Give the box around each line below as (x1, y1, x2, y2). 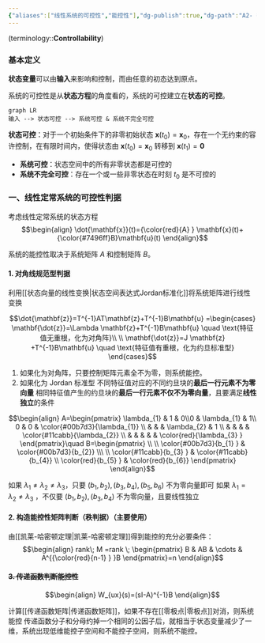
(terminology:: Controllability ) (8, 33, 104, 43)
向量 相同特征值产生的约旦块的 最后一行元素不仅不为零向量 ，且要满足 (19, 388, 243, 397)
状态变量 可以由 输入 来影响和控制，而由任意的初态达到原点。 (8, 74, 202, 83)
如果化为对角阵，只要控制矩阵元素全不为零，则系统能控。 (19, 368, 207, 377)
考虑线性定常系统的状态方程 (8, 211, 99, 221)
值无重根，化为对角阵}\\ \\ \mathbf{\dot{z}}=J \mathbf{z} (39, 333, 226, 342)
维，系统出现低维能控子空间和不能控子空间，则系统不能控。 (8, 626, 202, 635)
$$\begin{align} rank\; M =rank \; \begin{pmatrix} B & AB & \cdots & (22, 544, 243, 554)
